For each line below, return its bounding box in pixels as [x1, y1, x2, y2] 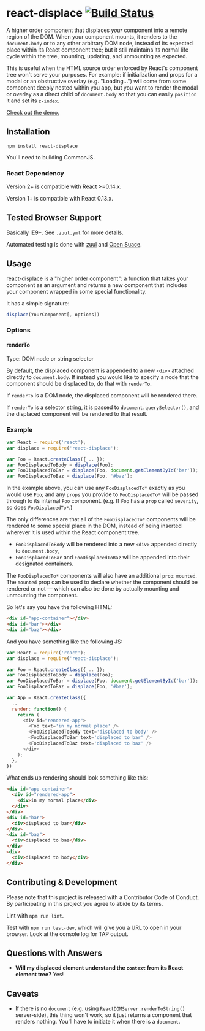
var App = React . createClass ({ [6, 695, 86, 701]
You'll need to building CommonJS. [6, 153, 95, 161]
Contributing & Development [6, 877, 117, 887]
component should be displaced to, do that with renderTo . [6, 380, 152, 387]
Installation [6, 126, 50, 137]
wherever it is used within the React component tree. [6, 529, 140, 536]
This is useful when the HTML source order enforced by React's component [6, 64, 198, 72]
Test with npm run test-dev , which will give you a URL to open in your [6, 924, 182, 931]
